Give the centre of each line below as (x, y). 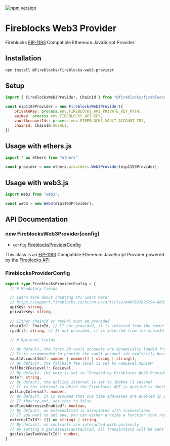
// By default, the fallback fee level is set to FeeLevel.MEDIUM (81, 363)
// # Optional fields (33, 340)
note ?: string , (26, 378)
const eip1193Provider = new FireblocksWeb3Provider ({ (64, 107)
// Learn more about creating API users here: (60, 298)
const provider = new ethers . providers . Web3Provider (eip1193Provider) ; (82, 167)
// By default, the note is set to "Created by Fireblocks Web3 (79, 373)
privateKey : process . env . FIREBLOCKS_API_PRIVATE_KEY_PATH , (78, 112)
